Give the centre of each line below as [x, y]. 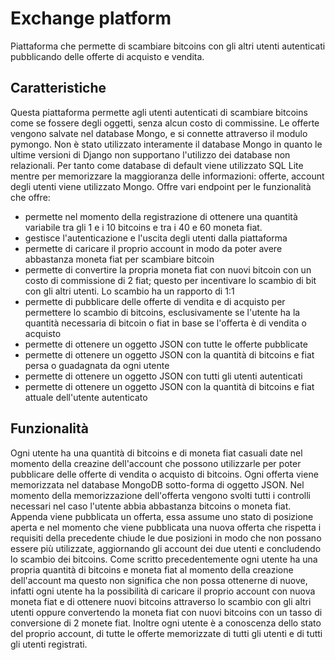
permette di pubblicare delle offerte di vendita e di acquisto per [155, 301]
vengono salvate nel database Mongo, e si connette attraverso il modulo [159, 133]
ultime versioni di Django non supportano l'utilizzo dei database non [150, 154]
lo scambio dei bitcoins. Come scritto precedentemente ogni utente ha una [164, 559]
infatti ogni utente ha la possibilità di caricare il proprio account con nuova [163, 591]
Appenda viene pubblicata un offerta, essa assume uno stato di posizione [162, 516]
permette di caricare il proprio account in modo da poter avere [153, 248]
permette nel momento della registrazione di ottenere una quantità [161, 216]
